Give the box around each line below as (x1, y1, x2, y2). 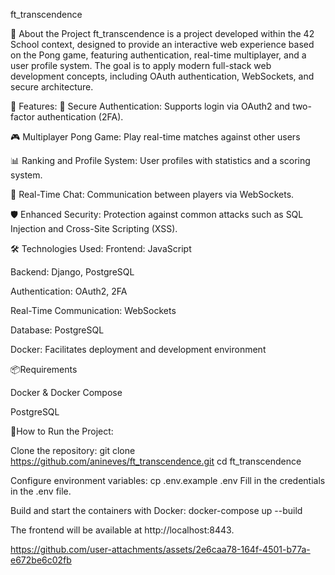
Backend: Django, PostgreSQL (10, 266, 135, 278)
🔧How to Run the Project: (10, 425, 114, 437)
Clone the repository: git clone (10, 445, 136, 456)
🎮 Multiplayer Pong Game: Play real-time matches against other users (10, 131, 301, 143)
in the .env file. (10, 485, 72, 497)
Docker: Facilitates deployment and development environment (10, 344, 267, 355)
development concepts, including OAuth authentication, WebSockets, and (10, 70, 315, 82)
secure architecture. (10, 81, 94, 93)
